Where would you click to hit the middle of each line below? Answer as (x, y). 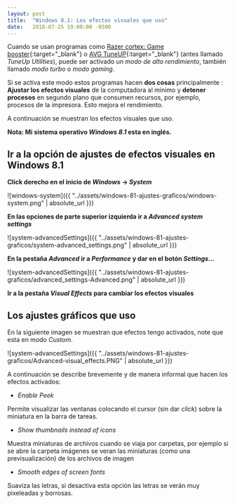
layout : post (26, 14)
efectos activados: (34, 382)
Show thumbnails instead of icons (67, 430)
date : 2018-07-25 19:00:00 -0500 (59, 27)
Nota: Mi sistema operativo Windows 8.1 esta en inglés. (89, 132)
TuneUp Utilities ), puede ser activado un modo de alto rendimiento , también (117, 62)
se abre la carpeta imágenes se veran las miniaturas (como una (99, 451)
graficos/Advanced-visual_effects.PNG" (65, 361)
